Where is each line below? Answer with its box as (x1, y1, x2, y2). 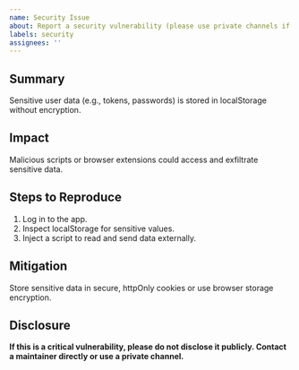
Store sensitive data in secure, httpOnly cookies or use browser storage (9, 282, 274, 293)
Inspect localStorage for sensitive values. (21, 223, 175, 234)
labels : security (9, 30, 74, 39)
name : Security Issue (9, 13, 90, 22)
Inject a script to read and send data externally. (21, 232, 197, 243)
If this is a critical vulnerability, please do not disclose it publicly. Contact (9, 341, 286, 352)
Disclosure (9, 317, 71, 332)
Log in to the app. (21, 213, 88, 224)
